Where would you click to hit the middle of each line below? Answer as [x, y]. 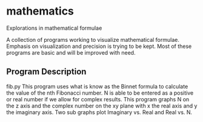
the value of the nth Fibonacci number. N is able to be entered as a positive [100, 93]
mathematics [40, 11]
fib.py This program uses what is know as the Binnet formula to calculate [97, 86]
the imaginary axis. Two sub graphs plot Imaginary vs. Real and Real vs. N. [99, 112]
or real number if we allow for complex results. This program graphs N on [98, 99]
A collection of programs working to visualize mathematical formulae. [93, 39]
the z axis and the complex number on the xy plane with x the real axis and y [102, 106]
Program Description [46, 72]
